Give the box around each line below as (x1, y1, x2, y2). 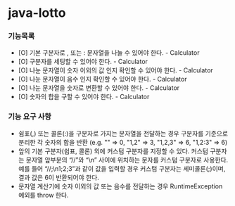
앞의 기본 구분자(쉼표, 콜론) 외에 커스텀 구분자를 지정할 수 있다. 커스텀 (18, 146, 208, 155)
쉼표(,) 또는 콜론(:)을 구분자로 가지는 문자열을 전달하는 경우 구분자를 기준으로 (18, 129, 228, 138)
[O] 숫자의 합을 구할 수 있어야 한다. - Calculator (18, 93, 150, 101)
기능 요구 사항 (8, 112, 52, 122)
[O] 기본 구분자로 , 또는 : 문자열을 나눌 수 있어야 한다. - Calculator (18, 49, 200, 57)
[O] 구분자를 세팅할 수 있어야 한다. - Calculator (18, 58, 148, 66)
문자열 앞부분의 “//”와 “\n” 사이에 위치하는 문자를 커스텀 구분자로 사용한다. (25, 155, 229, 164)
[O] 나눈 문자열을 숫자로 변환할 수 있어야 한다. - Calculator (18, 84, 180, 92)
